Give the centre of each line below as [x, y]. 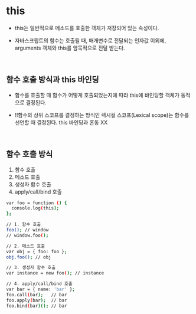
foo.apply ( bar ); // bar [37, 300]
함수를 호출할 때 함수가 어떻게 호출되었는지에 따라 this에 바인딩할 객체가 [97, 95]
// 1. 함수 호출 [24, 225]
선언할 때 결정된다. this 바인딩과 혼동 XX [61, 122]
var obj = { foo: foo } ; [37, 251]
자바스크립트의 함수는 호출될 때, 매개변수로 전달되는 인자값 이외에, [90, 40]
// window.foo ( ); [27, 235]
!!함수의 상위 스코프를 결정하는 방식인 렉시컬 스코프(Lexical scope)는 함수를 [102, 115]
